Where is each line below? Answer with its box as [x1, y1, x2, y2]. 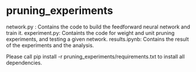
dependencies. [6, 59, 42, 66]
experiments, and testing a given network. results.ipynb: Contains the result [6, 35, 189, 42]
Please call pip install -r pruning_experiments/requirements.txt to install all [6, 53, 185, 60]
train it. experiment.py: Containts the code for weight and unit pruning [6, 29, 175, 36]
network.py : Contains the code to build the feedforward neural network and [6, 23, 191, 30]
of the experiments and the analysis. [6, 42, 94, 49]
